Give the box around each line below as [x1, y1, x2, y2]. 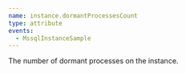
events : [8, 26, 34, 34]
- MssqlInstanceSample [15, 34, 91, 43]
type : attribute [8, 19, 63, 27]
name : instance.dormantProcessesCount [8, 11, 138, 20]
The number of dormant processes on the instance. [8, 56, 179, 66]
